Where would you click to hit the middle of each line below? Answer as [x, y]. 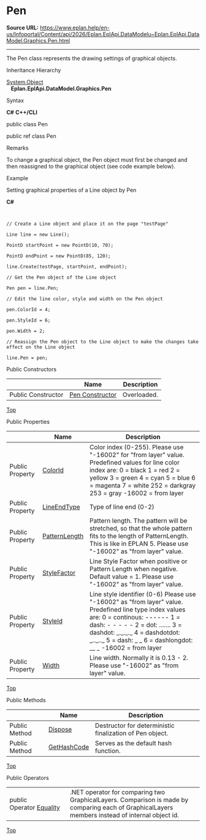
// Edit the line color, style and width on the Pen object [85, 299]
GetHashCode [69, 747]
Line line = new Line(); [38, 234]
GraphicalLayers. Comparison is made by [129, 800]
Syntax [15, 100]
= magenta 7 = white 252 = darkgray [143, 485]
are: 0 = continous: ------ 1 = [135, 617]
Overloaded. [140, 395]
